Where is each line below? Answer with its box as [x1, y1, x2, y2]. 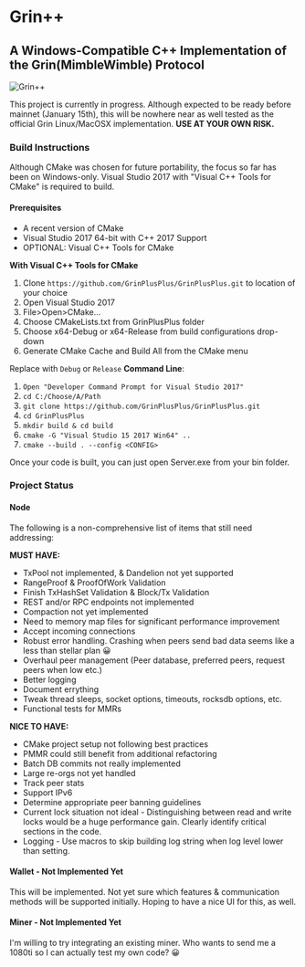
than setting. [22, 845, 70, 856]
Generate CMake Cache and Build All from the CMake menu [22, 345, 248, 356]
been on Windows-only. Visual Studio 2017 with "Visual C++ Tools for [9, 172, 272, 183]
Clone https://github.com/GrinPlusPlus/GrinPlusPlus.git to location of [22, 277, 296, 289]
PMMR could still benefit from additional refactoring [22, 748, 217, 759]
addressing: [9, 531, 55, 542]
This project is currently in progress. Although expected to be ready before [9, 99, 292, 110]
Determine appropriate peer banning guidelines [22, 796, 202, 807]
